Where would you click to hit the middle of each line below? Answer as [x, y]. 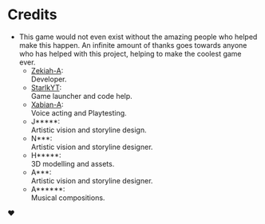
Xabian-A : [47, 104]
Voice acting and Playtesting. [79, 112]
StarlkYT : [46, 87]
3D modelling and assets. [73, 163]
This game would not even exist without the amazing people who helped [138, 37]
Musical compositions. [68, 198]
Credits [32, 15]
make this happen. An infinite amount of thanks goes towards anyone [133, 45]
